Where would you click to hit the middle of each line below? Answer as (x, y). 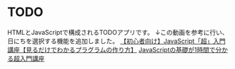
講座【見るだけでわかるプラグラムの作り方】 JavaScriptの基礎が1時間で (112, 49)
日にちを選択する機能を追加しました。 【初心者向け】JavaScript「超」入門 (116, 41)
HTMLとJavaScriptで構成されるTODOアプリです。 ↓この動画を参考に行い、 (118, 32)
